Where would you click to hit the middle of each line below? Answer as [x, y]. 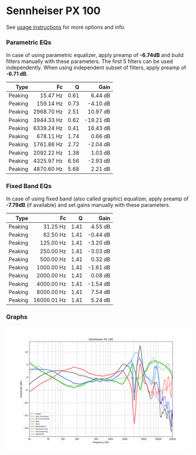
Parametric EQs [29, 42]
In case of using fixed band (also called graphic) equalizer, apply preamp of [97, 199]
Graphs [17, 317]
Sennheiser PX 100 [53, 11]
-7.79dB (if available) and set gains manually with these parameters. [88, 205]
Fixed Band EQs [29, 186]
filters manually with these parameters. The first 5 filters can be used [89, 61]
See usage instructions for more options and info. [66, 27]
